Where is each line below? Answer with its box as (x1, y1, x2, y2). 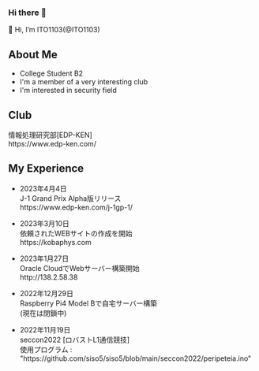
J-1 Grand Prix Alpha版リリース (19, 193, 122, 203)
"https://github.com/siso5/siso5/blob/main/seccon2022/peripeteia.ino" (19, 354, 252, 363)
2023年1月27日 (19, 254, 69, 263)
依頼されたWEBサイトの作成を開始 (19, 228, 133, 238)
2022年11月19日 (19, 325, 71, 334)
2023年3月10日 (19, 218, 69, 228)
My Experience (8, 161, 84, 176)
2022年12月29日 (19, 288, 73, 298)
